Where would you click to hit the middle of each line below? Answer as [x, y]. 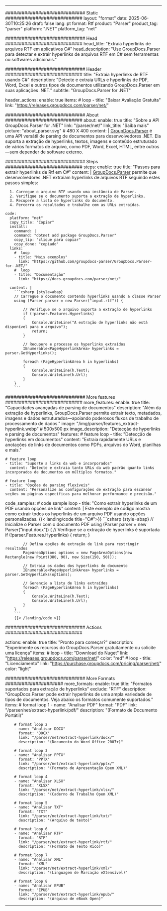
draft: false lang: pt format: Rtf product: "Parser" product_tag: [95, 23]
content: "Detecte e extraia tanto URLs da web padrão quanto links [82, 468]
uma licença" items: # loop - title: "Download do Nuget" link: [67, 653]
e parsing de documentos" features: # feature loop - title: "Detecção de [78, 434]
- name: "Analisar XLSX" [40, 781]
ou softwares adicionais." [31, 59]
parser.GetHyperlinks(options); [39, 574]
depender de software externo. [51, 152]
